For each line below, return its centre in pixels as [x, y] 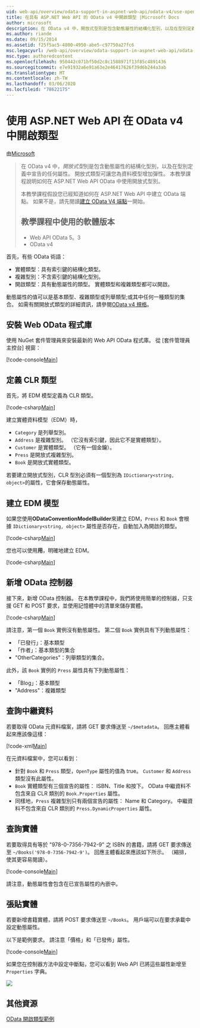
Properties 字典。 [28, 972]
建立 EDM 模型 [33, 503]
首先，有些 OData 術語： [36, 256]
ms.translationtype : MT [36, 73]
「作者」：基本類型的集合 [45, 650]
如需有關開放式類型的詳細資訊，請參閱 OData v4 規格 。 [85, 304]
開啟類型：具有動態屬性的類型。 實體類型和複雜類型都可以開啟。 [94, 284]
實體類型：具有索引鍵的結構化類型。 [59, 269]
